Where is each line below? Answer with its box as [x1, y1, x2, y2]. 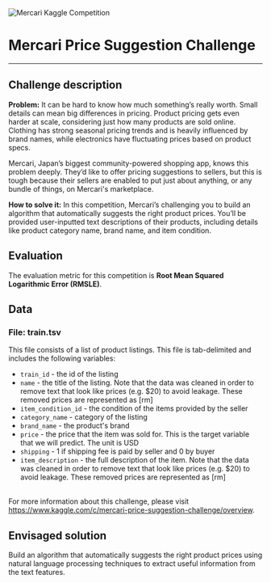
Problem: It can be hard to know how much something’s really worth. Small [8, 99, 258, 109]
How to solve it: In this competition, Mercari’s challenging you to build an [8, 200, 252, 209]
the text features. [8, 568, 66, 577]
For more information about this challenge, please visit [8, 496, 190, 506]
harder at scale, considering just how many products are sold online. [8, 116, 236, 126]
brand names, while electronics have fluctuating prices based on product [8, 133, 252, 144]
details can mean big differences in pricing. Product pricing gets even [8, 108, 240, 118]
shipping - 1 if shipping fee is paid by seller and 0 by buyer [19, 446, 215, 456]
